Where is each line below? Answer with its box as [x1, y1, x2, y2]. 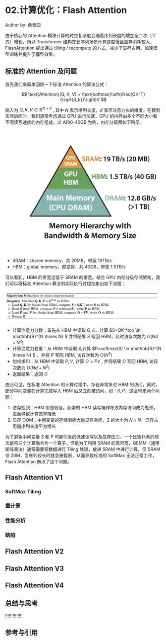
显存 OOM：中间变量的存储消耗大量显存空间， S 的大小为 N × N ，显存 [12, 417, 155, 423]
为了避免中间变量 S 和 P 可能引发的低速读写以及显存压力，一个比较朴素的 [5, 434, 155, 440]
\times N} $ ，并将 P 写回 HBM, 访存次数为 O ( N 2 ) [12, 351, 112, 358]
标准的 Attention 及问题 [5, 67, 77, 76]
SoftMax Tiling [5, 488, 41, 495]
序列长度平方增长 [21, 423, 56, 429]
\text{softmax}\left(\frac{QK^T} [81, 91, 145, 97]
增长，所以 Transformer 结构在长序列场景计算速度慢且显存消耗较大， [13, 38, 155, 45]
